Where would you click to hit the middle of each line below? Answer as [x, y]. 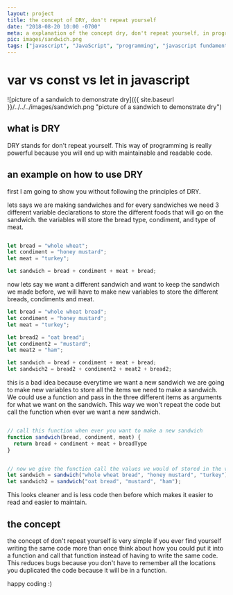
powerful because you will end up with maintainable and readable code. [110, 153]
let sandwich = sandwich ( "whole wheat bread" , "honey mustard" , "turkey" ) [118, 475]
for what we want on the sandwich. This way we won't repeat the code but [114, 405]
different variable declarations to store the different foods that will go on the [115, 212]
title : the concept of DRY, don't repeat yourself [82, 20]
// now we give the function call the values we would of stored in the [114, 469]
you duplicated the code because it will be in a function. [87, 570]
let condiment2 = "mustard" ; [49, 344]
